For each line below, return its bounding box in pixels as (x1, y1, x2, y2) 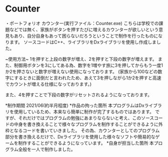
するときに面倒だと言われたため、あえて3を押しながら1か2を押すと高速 (14, 75, 161, 81)
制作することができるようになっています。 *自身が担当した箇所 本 (18, 140, 154, 146)
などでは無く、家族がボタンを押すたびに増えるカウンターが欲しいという (9, 26, 159, 33)
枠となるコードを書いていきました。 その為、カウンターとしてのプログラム (5, 127, 160, 133)
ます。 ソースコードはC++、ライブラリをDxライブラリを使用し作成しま (9, 39, 157, 45)
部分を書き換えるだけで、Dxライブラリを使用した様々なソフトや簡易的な (5, 133, 155, 139)
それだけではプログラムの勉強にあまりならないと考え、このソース (18, 115, 154, 121)
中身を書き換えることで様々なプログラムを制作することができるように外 (14, 121, 163, 127)
